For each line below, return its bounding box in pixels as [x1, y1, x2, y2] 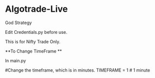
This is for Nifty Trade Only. [5, 38, 61, 45]
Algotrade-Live [5, 3, 68, 15]
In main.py [5, 57, 26, 63]
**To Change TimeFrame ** [5, 48, 62, 54]
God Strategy [5, 20, 32, 26]
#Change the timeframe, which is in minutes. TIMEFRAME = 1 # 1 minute [5, 67, 150, 73]
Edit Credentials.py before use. [5, 29, 67, 35]
